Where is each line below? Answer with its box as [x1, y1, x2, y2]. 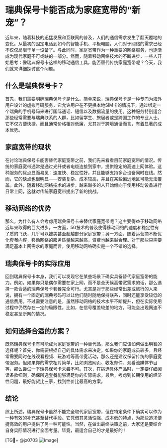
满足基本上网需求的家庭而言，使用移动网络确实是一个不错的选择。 [5, 243, 140, 249]
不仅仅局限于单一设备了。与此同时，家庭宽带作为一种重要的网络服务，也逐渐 [5, 47, 162, 53]
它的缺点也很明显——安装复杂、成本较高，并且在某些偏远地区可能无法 [13, 175, 158, 182]
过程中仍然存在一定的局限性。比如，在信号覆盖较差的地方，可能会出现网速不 [5, 304, 162, 310]
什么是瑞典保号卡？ [5, 82, 64, 90]
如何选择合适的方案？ [5, 327, 71, 335]
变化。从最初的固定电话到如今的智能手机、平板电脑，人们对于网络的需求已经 [5, 40, 162, 46]
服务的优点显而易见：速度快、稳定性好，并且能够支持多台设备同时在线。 [9, 169, 158, 175]
